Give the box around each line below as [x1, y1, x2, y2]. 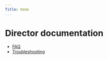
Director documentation [5, 27, 104, 38]
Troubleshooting [12, 48, 45, 54]
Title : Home [5, 7, 29, 12]
